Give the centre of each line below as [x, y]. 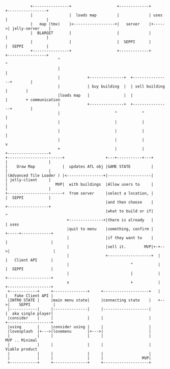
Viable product [21, 349]
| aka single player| [29, 314]
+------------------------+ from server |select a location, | [79, 193]
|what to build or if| [130, 211]
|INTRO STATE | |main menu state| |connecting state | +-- [86, 300]
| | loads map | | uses [96, 15]
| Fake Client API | [29, 296]
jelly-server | [32, 29]
